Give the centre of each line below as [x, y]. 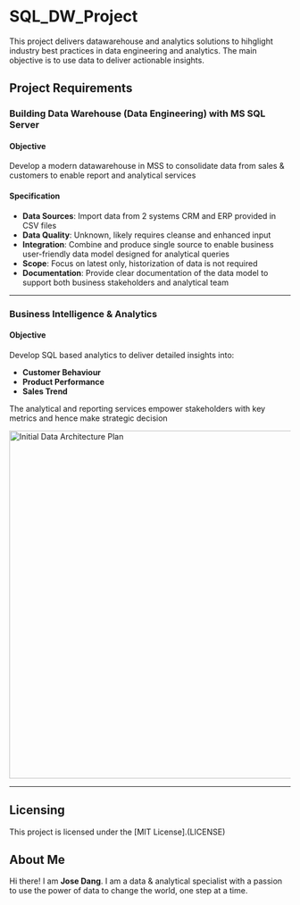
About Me [37, 859]
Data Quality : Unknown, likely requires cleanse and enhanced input [146, 235]
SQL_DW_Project [74, 17]
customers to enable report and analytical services [103, 175]
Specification [35, 196]
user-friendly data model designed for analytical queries [126, 254]
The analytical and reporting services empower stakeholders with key [137, 408]
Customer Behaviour [61, 372]
